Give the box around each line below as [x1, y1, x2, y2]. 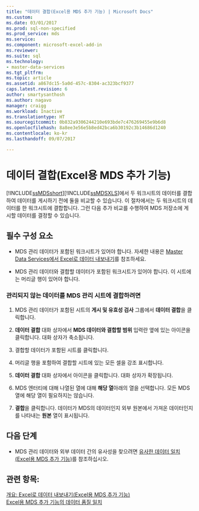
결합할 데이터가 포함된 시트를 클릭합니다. [14, 346, 109, 353]
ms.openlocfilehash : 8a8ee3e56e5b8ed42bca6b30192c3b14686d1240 [6, 125, 166, 131]
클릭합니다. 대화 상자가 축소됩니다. [14, 334, 94, 341]
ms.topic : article [6, 75, 52, 81]
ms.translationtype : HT [6, 114, 65, 120]
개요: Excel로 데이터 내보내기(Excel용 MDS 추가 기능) [6, 491, 131, 499]
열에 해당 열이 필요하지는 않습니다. [14, 391, 94, 399]
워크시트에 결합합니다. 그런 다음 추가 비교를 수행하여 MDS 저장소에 [28, 204, 183, 211]
